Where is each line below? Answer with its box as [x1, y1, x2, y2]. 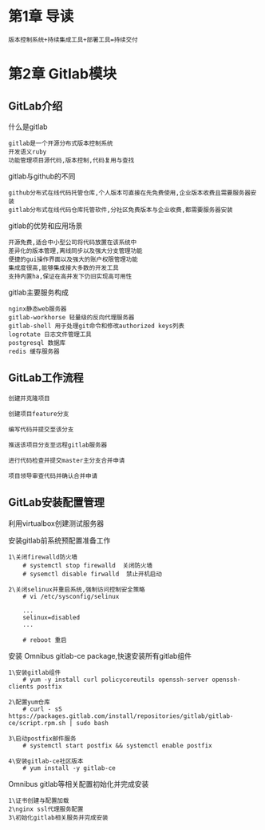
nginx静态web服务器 [8, 305, 67, 313]
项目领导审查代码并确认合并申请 [8, 471, 98, 480]
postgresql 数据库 [8, 339, 66, 347]
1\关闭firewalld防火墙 [8, 553, 78, 561]
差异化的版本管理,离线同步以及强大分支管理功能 [8, 247, 143, 255]
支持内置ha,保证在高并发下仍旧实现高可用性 [8, 272, 132, 280]
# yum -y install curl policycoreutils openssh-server [22, 676, 209, 684]
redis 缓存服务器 [8, 347, 60, 355]
